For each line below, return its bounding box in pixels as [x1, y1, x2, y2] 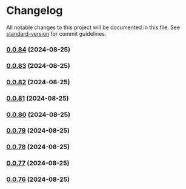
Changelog [6, 4, 63, 18]
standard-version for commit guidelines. [6, 30, 107, 37]
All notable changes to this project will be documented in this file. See [6, 24, 181, 31]
